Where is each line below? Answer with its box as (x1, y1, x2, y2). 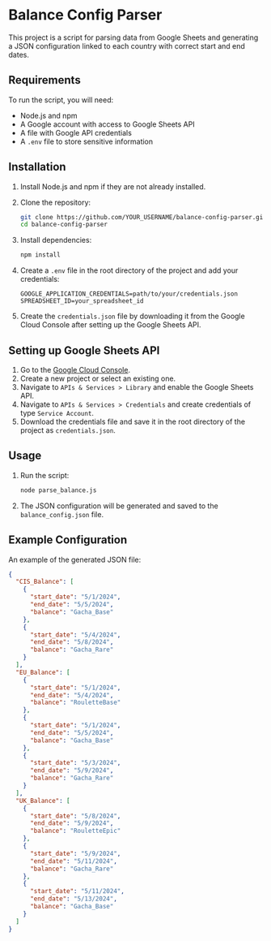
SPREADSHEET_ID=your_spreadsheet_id (19, 297, 144, 305)
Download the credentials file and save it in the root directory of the (19, 417, 245, 426)
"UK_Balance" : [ (15, 796, 70, 805)
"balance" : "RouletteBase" (29, 698, 121, 707)
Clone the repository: (19, 197, 91, 207)
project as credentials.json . (19, 425, 116, 435)
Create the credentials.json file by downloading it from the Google (19, 311, 245, 322)
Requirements (8, 73, 81, 87)
